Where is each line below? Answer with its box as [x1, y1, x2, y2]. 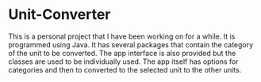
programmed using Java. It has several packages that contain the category [8, 39, 254, 49]
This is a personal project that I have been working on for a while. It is [8, 32, 236, 41]
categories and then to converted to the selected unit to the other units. [8, 65, 242, 74]
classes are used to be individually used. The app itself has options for [8, 57, 240, 66]
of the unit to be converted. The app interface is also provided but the [8, 48, 236, 58]
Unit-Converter [8, 6, 111, 24]
